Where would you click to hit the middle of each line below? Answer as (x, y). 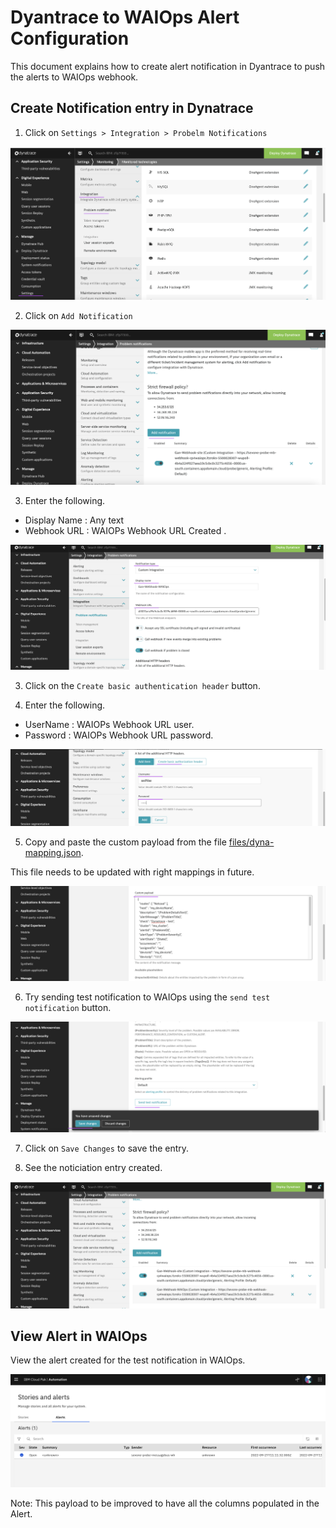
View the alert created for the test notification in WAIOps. (128, 1360)
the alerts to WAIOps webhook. (74, 77)
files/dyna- (251, 842)
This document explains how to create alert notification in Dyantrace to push (168, 66)
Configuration (70, 38)
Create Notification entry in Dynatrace (132, 108)
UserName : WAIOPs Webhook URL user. (109, 725)
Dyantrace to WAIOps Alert (125, 17)
